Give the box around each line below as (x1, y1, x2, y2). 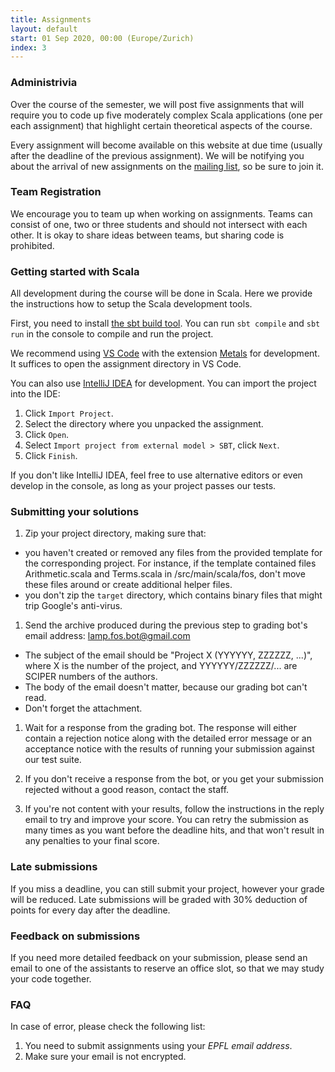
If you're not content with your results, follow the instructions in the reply (24, 803, 325, 815)
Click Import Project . (24, 407, 114, 420)
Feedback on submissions (10, 929, 141, 943)
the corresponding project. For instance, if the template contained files (24, 557, 317, 570)
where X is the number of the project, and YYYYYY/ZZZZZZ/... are (24, 660, 298, 672)
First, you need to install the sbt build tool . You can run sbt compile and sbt (10, 317, 321, 330)
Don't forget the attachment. (24, 702, 143, 715)
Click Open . (24, 429, 70, 441)
